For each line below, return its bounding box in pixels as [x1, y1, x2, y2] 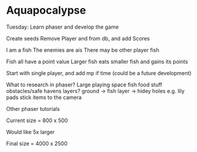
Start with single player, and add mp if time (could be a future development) [6, 69, 192, 76]
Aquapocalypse [6, 4, 86, 17]
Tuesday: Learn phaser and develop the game [6, 23, 119, 30]
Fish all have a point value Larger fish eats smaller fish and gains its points [6, 58, 189, 65]
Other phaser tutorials [6, 105, 60, 112]
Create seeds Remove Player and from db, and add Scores [6, 35, 150, 42]
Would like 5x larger [6, 128, 55, 135]
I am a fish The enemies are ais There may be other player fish [6, 46, 160, 54]
